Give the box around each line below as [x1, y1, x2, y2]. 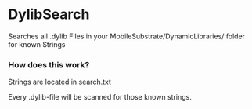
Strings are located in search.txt [8, 77, 112, 87]
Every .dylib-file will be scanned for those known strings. [8, 93, 192, 102]
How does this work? [8, 59, 90, 70]
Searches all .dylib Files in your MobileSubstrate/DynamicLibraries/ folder [8, 31, 245, 41]
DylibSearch [8, 5, 90, 24]
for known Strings [8, 39, 66, 49]
